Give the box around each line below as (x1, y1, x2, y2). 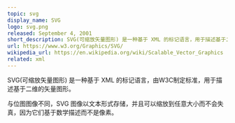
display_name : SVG (7, 17, 61, 24)
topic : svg (7, 10, 39, 17)
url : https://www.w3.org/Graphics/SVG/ (7, 43, 124, 50)
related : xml (7, 56, 45, 63)
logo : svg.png (7, 23, 49, 30)
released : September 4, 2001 (7, 29, 92, 37)
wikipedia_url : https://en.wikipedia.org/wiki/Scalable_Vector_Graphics (7, 50, 224, 57)
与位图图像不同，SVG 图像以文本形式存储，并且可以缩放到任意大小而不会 (7, 99, 218, 108)
